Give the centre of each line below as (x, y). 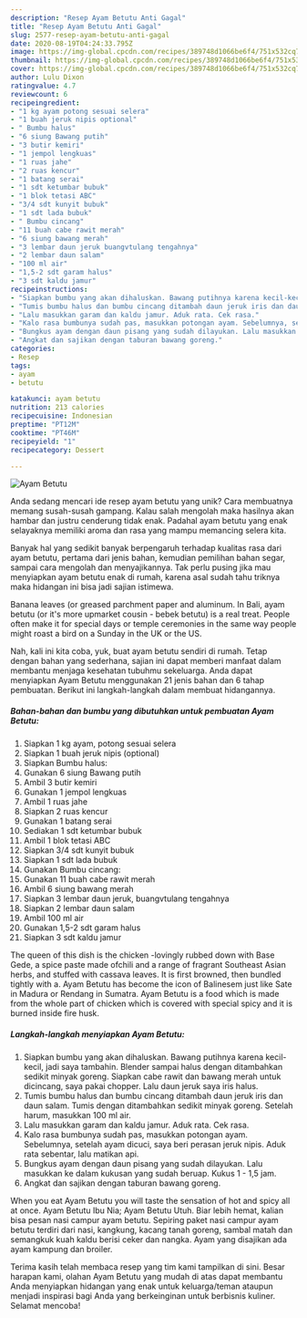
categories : (33, 348)
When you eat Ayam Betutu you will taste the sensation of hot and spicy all (150, 1201)
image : (23, 52)
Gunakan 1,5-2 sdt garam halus (82, 928)
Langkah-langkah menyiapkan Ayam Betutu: (97, 1034)
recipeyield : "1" (43, 441)
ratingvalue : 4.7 (43, 86)
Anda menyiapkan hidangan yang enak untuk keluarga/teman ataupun (142, 1286)
